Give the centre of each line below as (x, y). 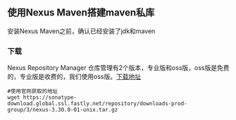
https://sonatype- (50, 97)
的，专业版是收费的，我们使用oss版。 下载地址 (74, 77)
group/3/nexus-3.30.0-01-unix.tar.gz (63, 110)
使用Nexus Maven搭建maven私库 (81, 13)
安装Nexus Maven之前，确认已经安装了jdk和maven (81, 31)
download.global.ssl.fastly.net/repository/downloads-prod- (98, 104)
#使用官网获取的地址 (33, 91)
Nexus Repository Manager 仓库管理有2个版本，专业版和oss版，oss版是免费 (118, 68)
